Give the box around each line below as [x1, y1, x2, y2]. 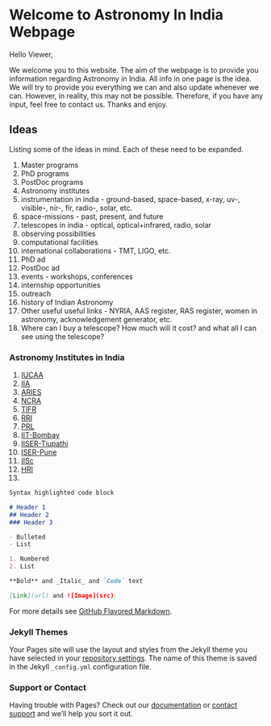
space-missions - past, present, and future [20, 212, 164, 221]
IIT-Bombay [20, 430, 60, 440]
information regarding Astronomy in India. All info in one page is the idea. [9, 73, 252, 83]
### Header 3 [9, 518, 53, 527]
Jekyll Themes [9, 626, 69, 637]
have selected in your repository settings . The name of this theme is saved [9, 653, 257, 663]
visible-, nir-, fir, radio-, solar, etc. [20, 203, 133, 212]
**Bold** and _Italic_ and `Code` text [9, 577, 144, 585]
